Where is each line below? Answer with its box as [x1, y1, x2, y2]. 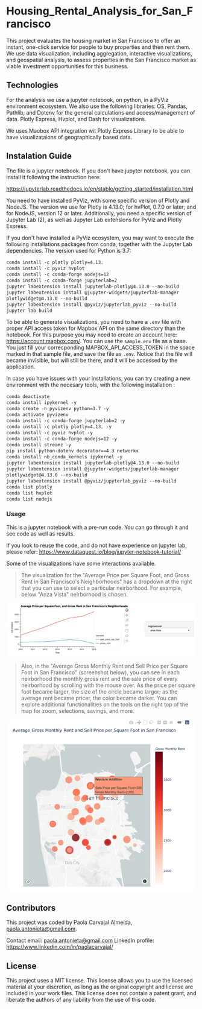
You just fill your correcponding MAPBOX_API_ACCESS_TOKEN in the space [6, 344, 195, 351]
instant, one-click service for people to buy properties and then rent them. [6, 43, 191, 51]
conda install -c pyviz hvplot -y [6, 429, 93, 435]
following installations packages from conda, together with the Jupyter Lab [6, 240, 193, 248]
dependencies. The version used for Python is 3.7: [6, 247, 131, 254]
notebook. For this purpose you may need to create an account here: [6, 331, 177, 338]
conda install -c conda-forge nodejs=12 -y [6, 435, 118, 441]
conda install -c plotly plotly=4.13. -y [6, 423, 112, 429]
